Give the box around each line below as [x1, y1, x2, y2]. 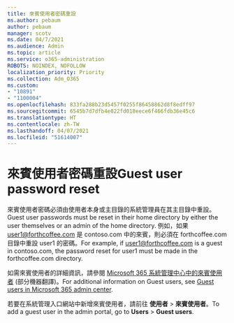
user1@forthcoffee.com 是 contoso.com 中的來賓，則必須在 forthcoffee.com [7, 230, 227, 238]
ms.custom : [7, 82, 39, 89]
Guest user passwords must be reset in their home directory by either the [7, 213, 219, 222]
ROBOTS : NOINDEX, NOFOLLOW [7, 62, 86, 69]
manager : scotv [7, 29, 52, 37]
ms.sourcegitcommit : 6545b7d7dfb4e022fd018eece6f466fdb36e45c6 [7, 108, 196, 115]
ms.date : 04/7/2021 [7, 36, 64, 43]
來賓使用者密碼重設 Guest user [7, 166, 183, 182]
